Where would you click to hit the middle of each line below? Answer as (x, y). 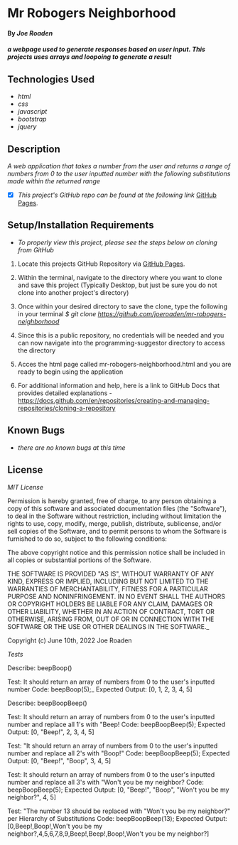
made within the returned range (54, 181)
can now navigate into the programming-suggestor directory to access (121, 343)
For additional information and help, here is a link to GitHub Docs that (119, 385)
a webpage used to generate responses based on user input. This (107, 49)
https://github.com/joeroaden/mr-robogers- (162, 313)
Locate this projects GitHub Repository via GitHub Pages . (101, 264)
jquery (27, 127)
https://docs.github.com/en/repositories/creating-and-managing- (113, 400)
